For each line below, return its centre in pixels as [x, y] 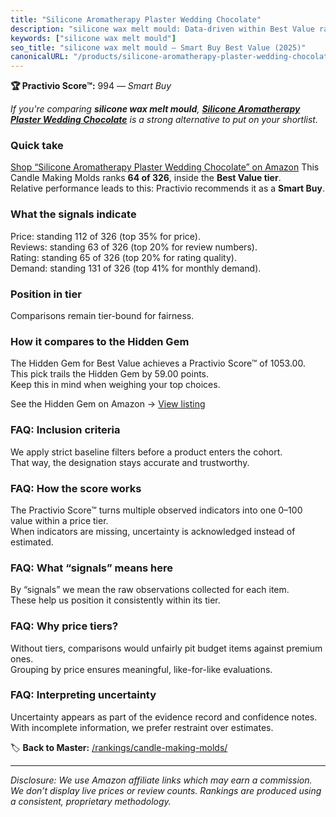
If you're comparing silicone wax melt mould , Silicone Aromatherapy [155, 109]
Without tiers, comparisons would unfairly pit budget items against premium [166, 648]
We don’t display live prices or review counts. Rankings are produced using [166, 790]
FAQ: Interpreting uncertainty [83, 695]
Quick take [37, 146]
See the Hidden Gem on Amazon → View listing [108, 404]
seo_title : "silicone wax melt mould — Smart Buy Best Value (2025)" [158, 47]
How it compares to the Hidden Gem [100, 341]
